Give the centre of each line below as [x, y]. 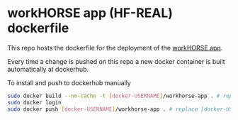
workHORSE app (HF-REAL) [90, 13]
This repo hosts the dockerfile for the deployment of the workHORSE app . [115, 48]
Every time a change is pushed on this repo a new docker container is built [116, 61]
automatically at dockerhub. [48, 69]
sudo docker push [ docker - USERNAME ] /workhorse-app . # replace [103, 109]
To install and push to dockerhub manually [69, 82]
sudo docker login [34, 102]
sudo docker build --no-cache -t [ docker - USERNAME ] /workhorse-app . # [114, 96]
